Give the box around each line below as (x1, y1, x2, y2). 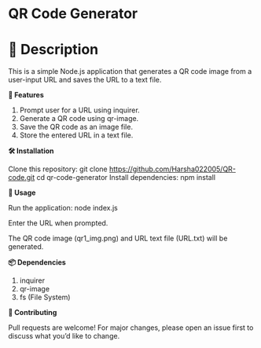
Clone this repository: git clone (8, 164, 108, 174)
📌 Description (8, 41, 99, 59)
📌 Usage (8, 188, 36, 197)
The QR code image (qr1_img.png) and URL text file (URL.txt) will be (8, 233, 228, 244)
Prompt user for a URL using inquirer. (19, 105, 140, 115)
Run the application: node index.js (8, 203, 118, 213)
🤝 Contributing (8, 308, 57, 317)
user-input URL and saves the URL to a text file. (8, 75, 162, 85)
